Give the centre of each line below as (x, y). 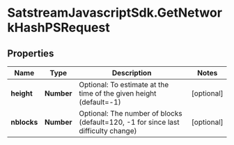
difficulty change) (108, 131)
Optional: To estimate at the (124, 85)
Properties (31, 53)
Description (132, 73)
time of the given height (118, 93)
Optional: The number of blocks (131, 113)
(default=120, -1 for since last (129, 122)
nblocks (24, 122)
